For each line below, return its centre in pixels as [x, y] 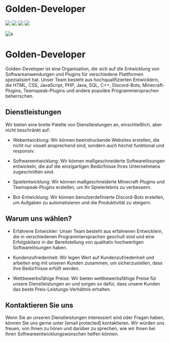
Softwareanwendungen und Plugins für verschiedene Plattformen [74, 74]
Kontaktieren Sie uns [39, 305]
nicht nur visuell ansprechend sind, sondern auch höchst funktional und [88, 145]
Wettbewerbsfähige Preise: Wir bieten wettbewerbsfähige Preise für [84, 278]
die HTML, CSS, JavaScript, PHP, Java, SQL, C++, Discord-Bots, [73, 85]
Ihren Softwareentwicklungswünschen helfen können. [62, 334]
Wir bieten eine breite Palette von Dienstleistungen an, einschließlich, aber [84, 124]
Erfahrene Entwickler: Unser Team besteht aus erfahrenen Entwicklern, [88, 231]
